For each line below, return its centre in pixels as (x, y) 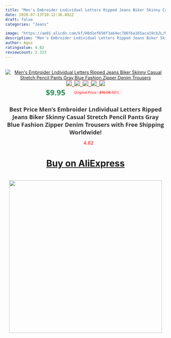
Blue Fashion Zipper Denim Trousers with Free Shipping (85, 124)
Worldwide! (85, 132)
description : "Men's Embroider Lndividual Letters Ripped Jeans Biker (82, 38)
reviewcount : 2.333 (26, 52)
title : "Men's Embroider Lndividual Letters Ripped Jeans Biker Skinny (83, 10)
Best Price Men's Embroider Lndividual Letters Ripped (85, 109)
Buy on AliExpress (85, 164)
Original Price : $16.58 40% (96, 92)
